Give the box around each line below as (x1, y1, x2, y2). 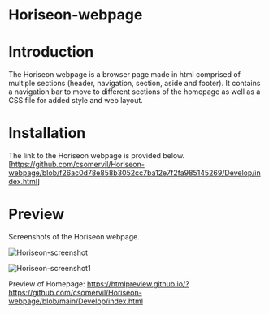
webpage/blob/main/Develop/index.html (8, 296, 144, 306)
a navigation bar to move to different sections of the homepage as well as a (8, 87, 261, 97)
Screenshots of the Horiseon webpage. (8, 232, 140, 241)
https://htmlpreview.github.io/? (86, 279, 189, 289)
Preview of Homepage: (8, 279, 85, 289)
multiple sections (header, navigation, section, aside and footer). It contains (8, 79, 261, 88)
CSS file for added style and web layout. (8, 96, 144, 105)
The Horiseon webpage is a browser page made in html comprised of (8, 70, 241, 80)
